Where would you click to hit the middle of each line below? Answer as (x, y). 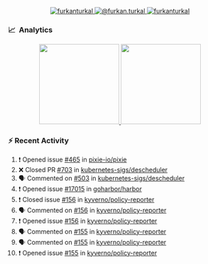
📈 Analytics (31, 30)
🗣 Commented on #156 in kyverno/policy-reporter (92, 210)
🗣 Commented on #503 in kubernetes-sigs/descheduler (102, 178)
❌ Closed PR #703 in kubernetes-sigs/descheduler (93, 169)
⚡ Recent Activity (39, 141)
